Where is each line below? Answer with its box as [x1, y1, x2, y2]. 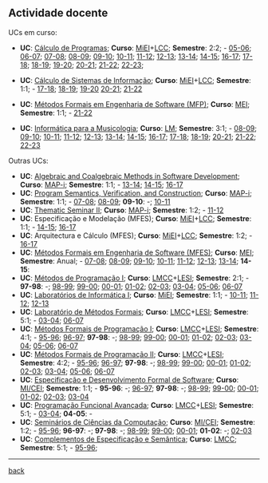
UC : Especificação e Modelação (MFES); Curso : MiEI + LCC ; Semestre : [19, 213, 252, 223]
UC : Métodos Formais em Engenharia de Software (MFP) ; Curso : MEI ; [19, 99, 250, 109]
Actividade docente [8, 6, 108, 20]
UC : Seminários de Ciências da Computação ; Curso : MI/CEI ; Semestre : [19, 417, 255, 426]
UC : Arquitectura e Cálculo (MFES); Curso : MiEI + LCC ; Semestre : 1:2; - [19, 231, 253, 240]
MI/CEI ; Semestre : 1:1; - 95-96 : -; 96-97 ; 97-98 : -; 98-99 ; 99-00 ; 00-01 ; [19, 383, 259, 393]
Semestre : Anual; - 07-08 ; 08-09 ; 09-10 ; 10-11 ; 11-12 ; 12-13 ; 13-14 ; [19, 255, 239, 266]
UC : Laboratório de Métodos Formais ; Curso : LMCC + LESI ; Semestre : [19, 307, 249, 316]
